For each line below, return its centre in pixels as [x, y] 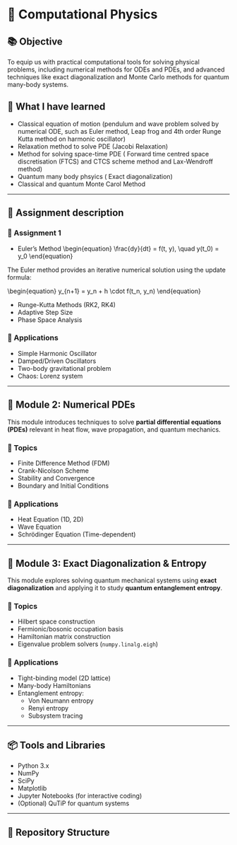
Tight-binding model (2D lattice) [64, 678]
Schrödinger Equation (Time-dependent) [77, 534]
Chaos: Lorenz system [50, 376]
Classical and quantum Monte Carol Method [81, 184]
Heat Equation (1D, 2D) [50, 519]
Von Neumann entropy [61, 701]
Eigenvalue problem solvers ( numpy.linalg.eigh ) [88, 644]
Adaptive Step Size [45, 312]
